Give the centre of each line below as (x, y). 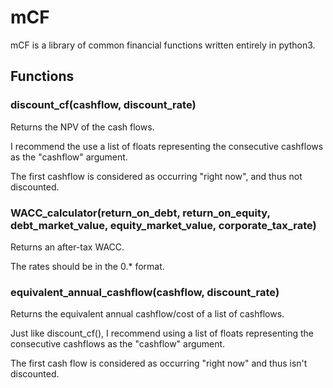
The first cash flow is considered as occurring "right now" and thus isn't (159, 363)
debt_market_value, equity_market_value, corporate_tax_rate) (163, 225)
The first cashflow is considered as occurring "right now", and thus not (156, 176)
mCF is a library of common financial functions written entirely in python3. (163, 45)
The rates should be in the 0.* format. (87, 266)
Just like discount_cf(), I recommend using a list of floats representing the (162, 333)
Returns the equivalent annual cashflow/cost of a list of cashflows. (147, 314)
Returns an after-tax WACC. (67, 247)
